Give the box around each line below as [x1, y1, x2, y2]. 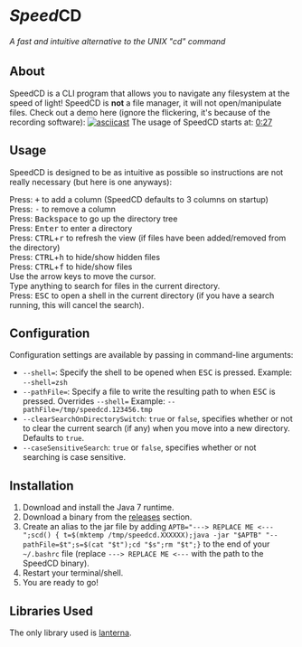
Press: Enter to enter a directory [9, 222, 133, 233]
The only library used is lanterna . [9, 627, 132, 638]
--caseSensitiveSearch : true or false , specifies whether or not [22, 442, 257, 453]
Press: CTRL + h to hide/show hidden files [9, 251, 161, 262]
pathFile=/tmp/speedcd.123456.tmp [22, 406, 153, 415]
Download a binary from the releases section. [22, 511, 193, 522]
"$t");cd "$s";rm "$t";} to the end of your [108, 539, 270, 549]
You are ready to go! [22, 577, 99, 588]
